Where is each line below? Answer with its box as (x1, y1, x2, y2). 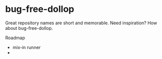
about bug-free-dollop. (5, 25, 53, 31)
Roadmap (5, 35, 25, 41)
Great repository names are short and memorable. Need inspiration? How (5, 20, 157, 26)
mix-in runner (12, 44, 41, 50)
